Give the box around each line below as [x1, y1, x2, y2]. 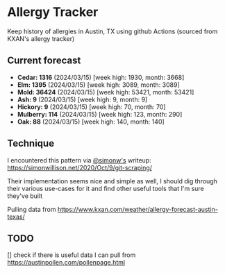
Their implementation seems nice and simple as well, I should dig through [7, 176, 217, 185]
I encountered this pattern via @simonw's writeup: [7, 156, 151, 164]
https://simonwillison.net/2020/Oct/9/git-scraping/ [7, 163, 153, 172]
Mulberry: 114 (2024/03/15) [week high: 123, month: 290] [17, 110, 183, 118]
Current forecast [7, 55, 81, 67]
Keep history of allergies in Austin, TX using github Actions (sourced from [7, 27, 218, 35]
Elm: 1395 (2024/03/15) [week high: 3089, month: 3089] [17, 81, 181, 89]
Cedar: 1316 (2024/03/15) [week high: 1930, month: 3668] [17, 73, 185, 81]
